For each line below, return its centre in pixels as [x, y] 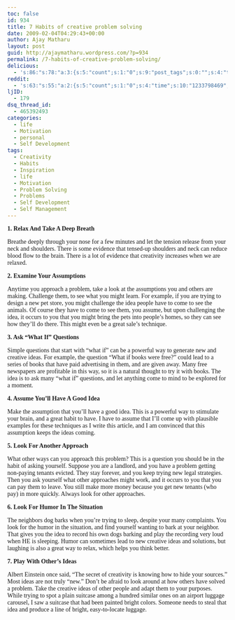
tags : [15, 151]
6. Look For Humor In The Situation [55, 507]
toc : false [23, 14]
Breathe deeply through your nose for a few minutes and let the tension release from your [116, 241]
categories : [24, 118]
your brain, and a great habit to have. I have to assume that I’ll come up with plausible [113, 419]
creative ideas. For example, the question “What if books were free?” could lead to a [111, 357]
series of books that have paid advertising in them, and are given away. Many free [107, 364]
